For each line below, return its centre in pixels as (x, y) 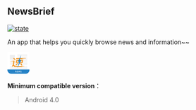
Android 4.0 (42, 99)
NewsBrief (31, 12)
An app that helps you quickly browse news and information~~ (99, 42)
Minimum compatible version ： (54, 85)
